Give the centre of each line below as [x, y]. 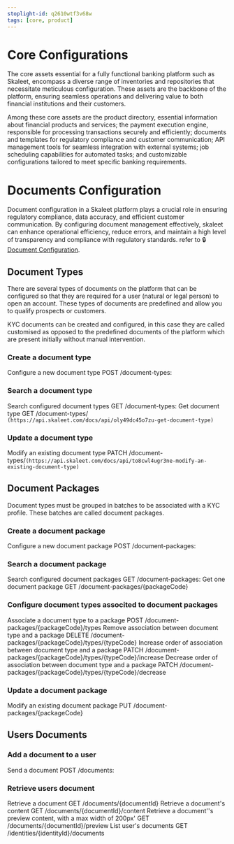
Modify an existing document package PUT [70, 706]
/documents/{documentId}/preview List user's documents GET [98, 826]
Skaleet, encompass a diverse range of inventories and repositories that [111, 82]
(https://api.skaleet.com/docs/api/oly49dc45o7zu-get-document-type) [111, 420]
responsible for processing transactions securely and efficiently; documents [117, 132]
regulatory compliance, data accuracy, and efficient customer [96, 217]
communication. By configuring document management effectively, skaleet [115, 224]
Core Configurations [68, 55]
